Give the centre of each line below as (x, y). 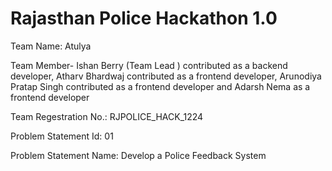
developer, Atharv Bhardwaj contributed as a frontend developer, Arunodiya (166, 76)
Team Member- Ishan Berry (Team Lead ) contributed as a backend (149, 65)
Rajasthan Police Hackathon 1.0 (144, 18)
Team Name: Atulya (51, 46)
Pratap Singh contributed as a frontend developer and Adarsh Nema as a (160, 86)
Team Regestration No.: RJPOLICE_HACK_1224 (107, 116)
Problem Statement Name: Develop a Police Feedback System (138, 155)
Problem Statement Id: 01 (62, 136)
